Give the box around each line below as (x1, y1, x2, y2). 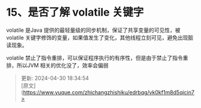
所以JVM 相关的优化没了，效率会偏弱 (16, 61, 109, 69)
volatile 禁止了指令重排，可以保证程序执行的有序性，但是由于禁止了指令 (6, 54, 183, 61)
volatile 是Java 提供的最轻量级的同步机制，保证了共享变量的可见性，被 (6, 26, 181, 34)
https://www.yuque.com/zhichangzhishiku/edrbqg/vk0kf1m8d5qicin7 (23, 88, 195, 96)
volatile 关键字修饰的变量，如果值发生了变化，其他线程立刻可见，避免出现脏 (6, 34, 194, 41)
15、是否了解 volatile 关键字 (6, 5, 144, 19)
